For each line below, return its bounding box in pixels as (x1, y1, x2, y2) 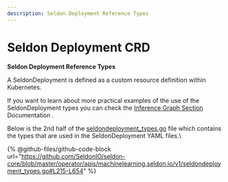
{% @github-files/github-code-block (7, 145, 111, 153)
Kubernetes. (7, 83, 42, 91)
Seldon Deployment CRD (7, 39, 151, 55)
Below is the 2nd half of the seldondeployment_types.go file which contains (7, 124, 222, 133)
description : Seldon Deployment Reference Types (7, 10, 149, 17)
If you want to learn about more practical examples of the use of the (7, 96, 200, 104)
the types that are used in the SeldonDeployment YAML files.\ (7, 131, 182, 139)
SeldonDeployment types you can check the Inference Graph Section (7, 104, 204, 112)
